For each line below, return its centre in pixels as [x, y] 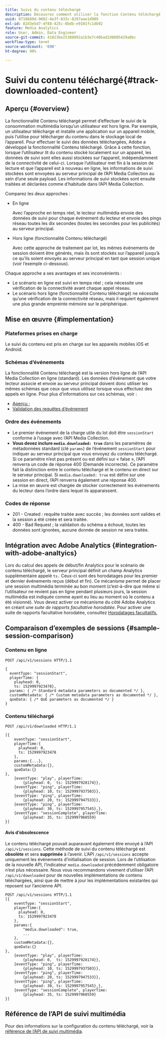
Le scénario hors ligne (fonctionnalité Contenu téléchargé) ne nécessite [85, 293]
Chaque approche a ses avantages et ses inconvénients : [64, 273]
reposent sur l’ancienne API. [34, 886]
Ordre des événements [33, 422]
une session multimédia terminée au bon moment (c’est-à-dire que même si [83, 586]
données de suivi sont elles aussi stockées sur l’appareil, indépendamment [82, 158]
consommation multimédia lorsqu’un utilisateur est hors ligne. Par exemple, [82, 126]
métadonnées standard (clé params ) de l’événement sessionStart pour [84, 448]
